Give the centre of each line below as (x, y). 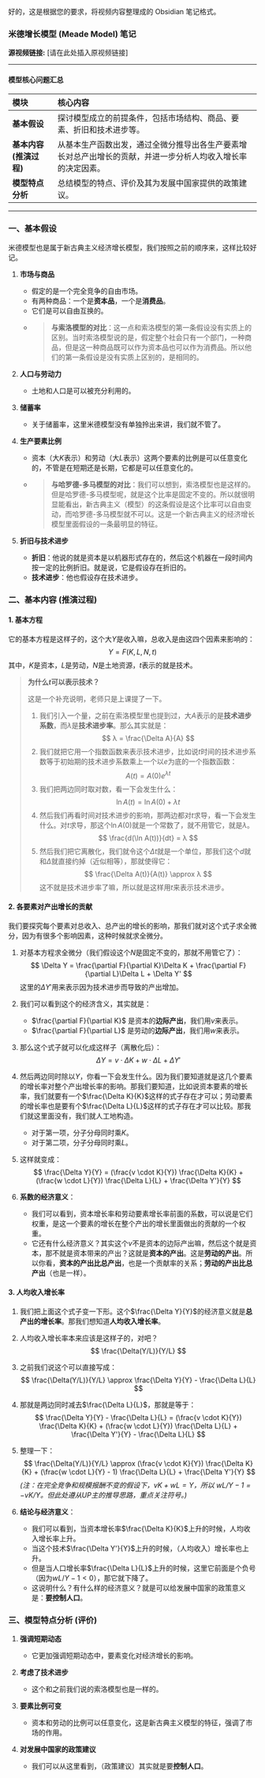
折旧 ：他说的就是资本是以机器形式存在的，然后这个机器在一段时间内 (142, 557)
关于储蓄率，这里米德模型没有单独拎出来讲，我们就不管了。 (128, 424)
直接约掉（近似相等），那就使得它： (115, 861)
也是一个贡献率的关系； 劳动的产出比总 (190, 1263)
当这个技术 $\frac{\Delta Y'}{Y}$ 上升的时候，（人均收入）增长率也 (137, 1548)
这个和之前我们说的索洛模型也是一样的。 (97, 1690)
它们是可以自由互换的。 (69, 310)
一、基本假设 (33, 229)
